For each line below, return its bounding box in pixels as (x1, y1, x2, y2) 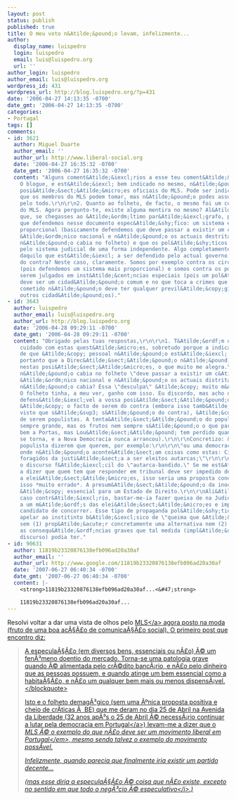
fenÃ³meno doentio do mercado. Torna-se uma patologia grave (24, 654, 209, 662)
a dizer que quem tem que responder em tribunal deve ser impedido (20, 469, 221, 476)
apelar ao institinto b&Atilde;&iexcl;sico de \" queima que (20, 514, 199, 521)
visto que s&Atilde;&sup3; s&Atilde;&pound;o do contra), (20, 409, 193, 417)
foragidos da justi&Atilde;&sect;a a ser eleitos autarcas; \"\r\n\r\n (20, 455, 231, 462)
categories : (7, 108, 42, 115)
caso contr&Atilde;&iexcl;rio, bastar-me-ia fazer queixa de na (20, 494, 212, 502)
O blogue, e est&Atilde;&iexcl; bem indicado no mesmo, (20, 180, 188, 187)
